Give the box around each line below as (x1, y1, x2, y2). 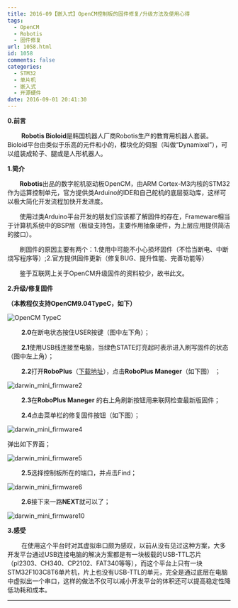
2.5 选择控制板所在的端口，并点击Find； (21, 469, 137, 477)
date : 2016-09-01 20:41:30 (7, 96, 87, 104)
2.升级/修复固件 (7, 284, 53, 292)
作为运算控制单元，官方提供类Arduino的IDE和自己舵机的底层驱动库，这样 (7, 189, 220, 197)
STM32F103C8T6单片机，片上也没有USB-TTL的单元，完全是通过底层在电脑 (7, 568, 228, 576)
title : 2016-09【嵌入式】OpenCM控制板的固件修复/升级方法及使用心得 (7, 10, 190, 18)
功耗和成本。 (13, 586, 51, 594)
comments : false (7, 57, 55, 64)
